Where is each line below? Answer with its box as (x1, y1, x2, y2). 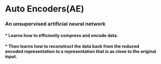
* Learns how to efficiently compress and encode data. (5, 32, 118, 38)
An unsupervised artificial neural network (5, 21, 106, 27)
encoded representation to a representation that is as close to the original (5, 49, 157, 54)
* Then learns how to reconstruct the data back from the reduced (5, 43, 139, 49)
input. (5, 54, 17, 60)
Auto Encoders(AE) (5, 3, 84, 14)
